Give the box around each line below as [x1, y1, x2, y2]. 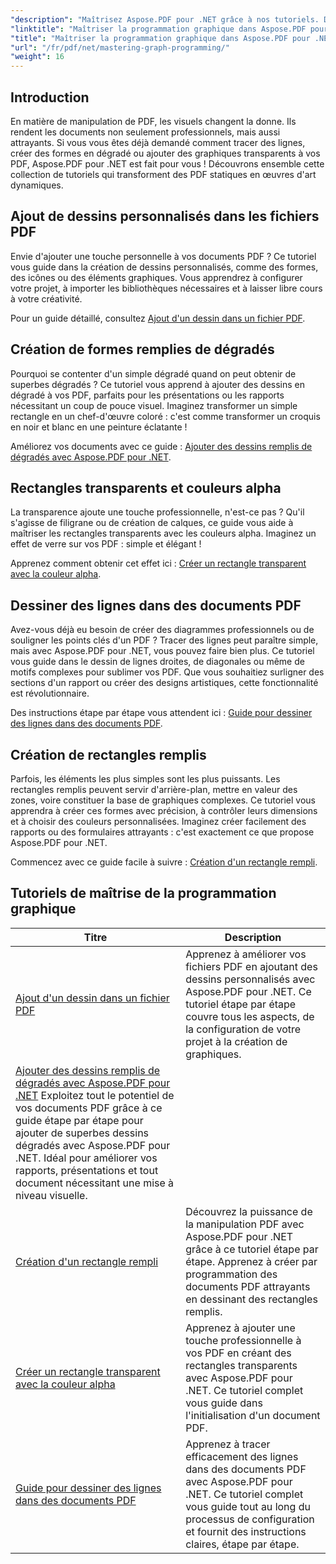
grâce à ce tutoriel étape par [185, 1242, 319, 1256]
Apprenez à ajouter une [185, 1321, 296, 1335]
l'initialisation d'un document [185, 1408, 321, 1422]
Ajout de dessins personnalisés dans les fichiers [10, 208, 320, 225]
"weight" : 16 [10, 52, 65, 62]
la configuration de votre [185, 1022, 302, 1036]
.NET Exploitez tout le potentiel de [15, 1088, 175, 1102]
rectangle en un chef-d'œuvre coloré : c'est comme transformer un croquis [10, 410, 321, 422]
